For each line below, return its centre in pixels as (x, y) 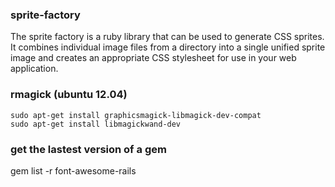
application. (34, 69)
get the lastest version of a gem (88, 149)
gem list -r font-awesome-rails (73, 170)
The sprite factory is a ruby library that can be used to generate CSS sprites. (167, 37)
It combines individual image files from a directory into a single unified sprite (168, 47)
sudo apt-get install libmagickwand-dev (96, 124)
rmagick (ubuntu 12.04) (69, 95)
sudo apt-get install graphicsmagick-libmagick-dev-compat (136, 115)
